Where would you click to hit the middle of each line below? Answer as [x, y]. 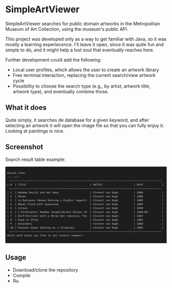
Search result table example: [35, 159]
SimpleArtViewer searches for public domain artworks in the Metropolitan [83, 24]
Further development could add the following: [53, 59]
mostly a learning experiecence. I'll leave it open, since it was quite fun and [84, 44]
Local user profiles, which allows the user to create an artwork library [86, 70]
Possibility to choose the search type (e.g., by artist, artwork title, [82, 86]
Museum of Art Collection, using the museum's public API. [67, 29]
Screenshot [24, 147]
